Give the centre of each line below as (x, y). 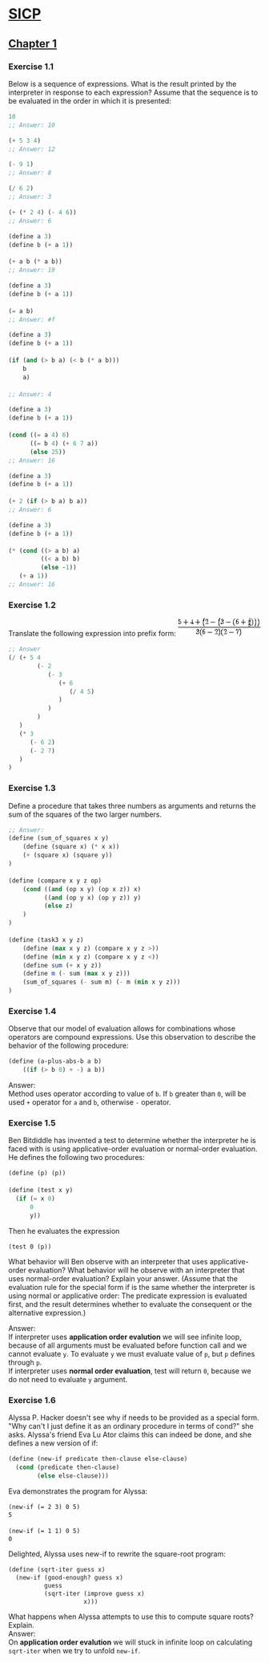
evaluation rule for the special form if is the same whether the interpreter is (132, 1287)
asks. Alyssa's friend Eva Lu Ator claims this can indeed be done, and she (130, 1434)
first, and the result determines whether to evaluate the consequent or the (130, 1304)
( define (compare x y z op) (55, 880)
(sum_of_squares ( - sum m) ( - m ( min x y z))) (102, 982)
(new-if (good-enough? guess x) (70, 1577)
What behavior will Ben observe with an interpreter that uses (108, 1261)
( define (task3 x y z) (46, 939)
